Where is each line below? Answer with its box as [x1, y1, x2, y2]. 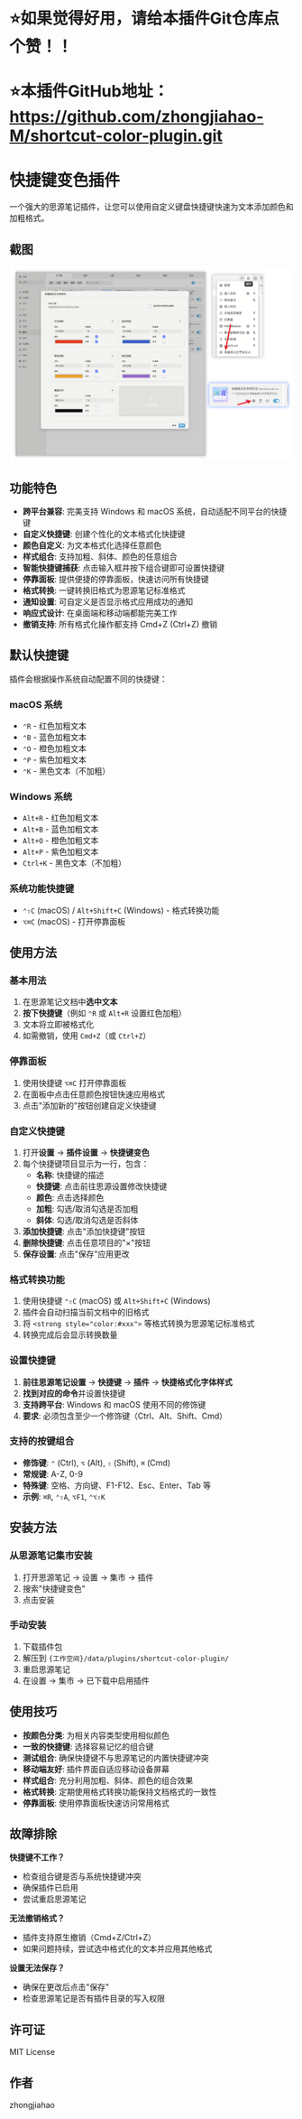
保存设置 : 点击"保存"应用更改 [22, 1248, 130, 1259]
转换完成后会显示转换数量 [22, 1329, 118, 1341]
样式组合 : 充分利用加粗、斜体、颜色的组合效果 [22, 1775, 194, 1786]
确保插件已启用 [22, 1882, 78, 1893]
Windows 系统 [9, 791, 73, 804]
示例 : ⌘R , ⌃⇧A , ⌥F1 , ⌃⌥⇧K [22, 1491, 105, 1501]
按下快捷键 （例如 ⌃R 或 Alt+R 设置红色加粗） [22, 1008, 187, 1018]
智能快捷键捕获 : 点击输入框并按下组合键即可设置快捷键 [22, 562, 225, 573]
